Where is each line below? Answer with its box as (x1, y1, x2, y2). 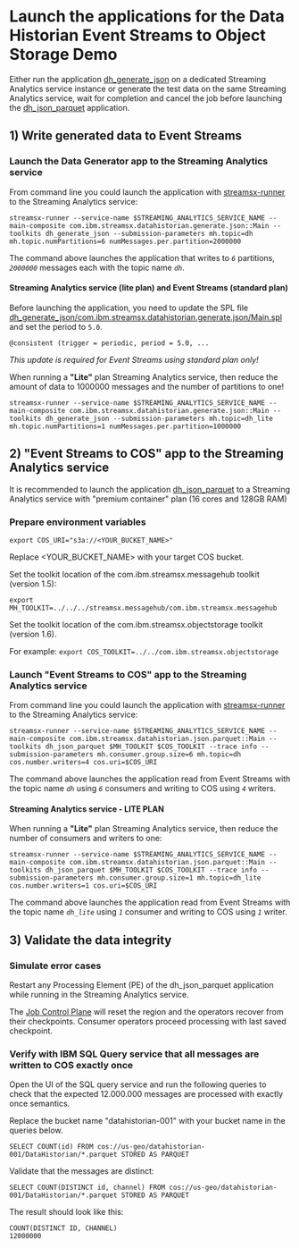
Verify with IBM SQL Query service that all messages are (9, 1048, 260, 1060)
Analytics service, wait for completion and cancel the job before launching (9, 92, 283, 104)
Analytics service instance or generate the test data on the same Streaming (9, 83, 287, 94)
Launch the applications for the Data (9, 6, 285, 27)
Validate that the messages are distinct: (9, 1166, 154, 1176)
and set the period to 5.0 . (9, 321, 103, 332)
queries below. (9, 1125, 64, 1136)
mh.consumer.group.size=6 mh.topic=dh (96, 750, 242, 759)
